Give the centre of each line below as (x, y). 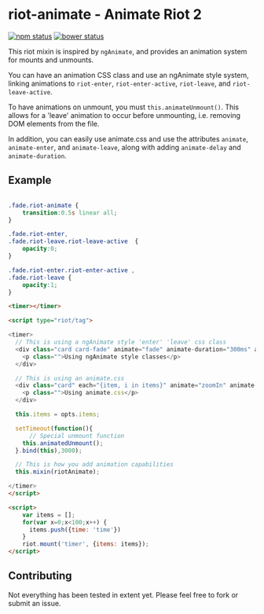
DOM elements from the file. (54, 123)
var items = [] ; (49, 515)
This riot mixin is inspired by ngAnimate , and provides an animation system (128, 51)
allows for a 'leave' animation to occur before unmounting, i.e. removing (125, 115)
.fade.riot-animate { (44, 205)
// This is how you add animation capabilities (95, 465)
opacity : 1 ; (40, 285)
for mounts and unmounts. (51, 60)
